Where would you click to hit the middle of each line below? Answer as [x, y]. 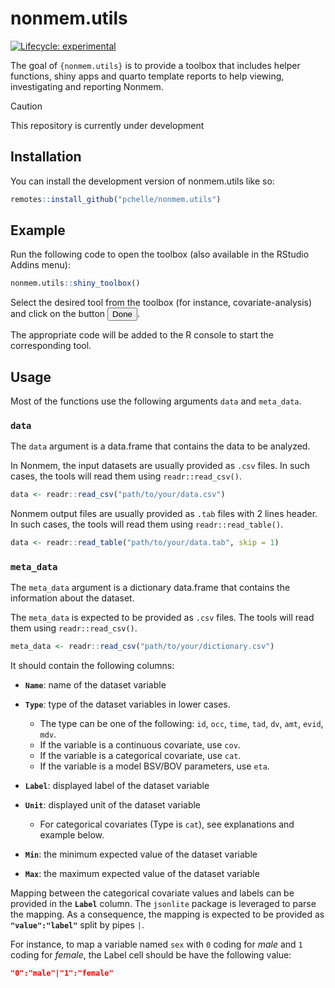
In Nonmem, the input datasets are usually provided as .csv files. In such [160, 466]
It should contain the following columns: [92, 666]
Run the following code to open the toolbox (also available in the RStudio [160, 254]
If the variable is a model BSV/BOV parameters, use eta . [154, 766]
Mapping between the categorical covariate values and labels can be [152, 893]
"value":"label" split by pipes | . [77, 925]
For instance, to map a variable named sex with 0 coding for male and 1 [156, 944]
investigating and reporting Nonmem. [87, 86]
